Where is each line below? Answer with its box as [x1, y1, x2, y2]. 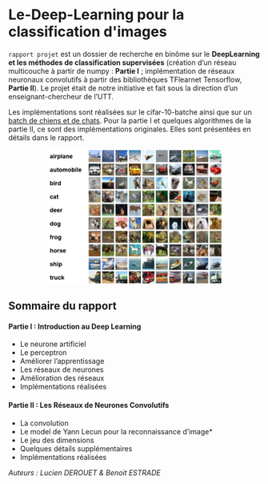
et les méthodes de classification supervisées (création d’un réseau [8, 58, 237, 67]
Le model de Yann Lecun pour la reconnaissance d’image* [19, 426, 214, 436]
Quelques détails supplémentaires [19, 443, 133, 454]
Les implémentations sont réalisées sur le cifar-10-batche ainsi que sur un [8, 107, 252, 117]
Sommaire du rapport [8, 299, 118, 313]
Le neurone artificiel [19, 339, 86, 349]
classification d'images [8, 22, 167, 41]
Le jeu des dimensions [19, 435, 94, 445]
